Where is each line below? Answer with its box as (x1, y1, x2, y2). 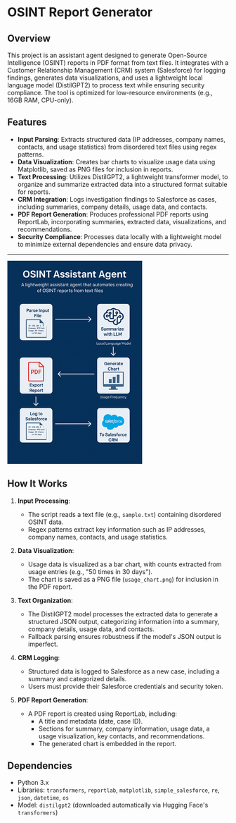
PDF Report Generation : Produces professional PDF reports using (17, 209, 209, 219)
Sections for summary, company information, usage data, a (38, 724, 210, 733)
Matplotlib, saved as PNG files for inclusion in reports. (17, 165, 173, 173)
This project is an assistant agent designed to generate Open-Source (7, 51, 207, 59)
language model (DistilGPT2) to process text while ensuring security (7, 81, 205, 89)
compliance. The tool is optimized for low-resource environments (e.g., (7, 89, 213, 97)
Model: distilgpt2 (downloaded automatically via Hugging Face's (17, 801, 209, 810)
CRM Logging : (17, 653, 60, 662)
